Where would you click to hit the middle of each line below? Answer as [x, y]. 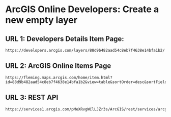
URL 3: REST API [32, 97]
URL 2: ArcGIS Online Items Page [58, 66]
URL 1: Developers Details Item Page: [65, 39]
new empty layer [41, 20]
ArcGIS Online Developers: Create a [82, 9]
